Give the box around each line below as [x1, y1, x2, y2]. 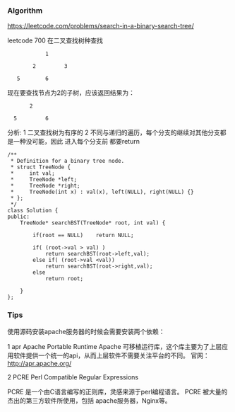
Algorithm [7, 6, 43, 16]
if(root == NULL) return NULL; [32, 232, 134, 239]
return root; [44, 275, 83, 282]
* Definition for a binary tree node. [10, 158, 125, 165]
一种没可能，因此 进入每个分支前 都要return [13, 137, 140, 146]
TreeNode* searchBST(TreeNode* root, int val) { [20, 219, 166, 227]
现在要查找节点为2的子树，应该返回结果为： [7, 88, 135, 97]
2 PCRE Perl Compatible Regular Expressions [7, 372, 139, 381]
